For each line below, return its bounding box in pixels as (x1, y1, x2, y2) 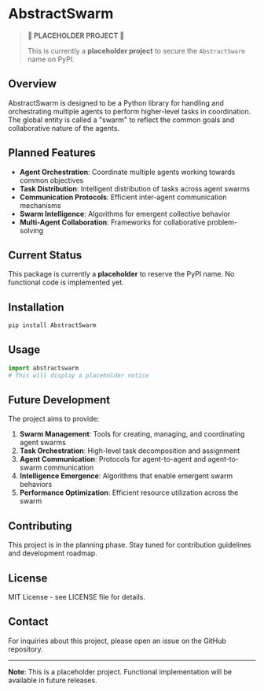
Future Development (8, 393, 111, 407)
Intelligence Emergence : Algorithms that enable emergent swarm (19, 471, 233, 481)
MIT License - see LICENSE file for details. (8, 593, 145, 602)
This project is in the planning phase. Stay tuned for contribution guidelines (8, 541, 251, 550)
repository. (8, 644, 43, 654)
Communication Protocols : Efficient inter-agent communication (19, 192, 227, 202)
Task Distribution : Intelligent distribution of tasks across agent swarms (19, 184, 250, 193)
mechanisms (19, 200, 61, 210)
